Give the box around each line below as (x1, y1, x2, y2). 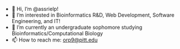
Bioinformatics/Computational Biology (11, 30, 103, 37)
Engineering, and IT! (11, 18, 61, 24)
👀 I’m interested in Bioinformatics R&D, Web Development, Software (11, 12, 175, 18)
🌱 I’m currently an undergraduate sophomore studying (11, 24, 143, 31)
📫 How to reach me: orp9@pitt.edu (11, 36, 98, 43)
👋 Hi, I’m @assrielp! (11, 6, 59, 12)
